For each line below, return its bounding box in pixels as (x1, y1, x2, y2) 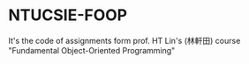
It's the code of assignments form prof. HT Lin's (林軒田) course (8, 35, 241, 46)
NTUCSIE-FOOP (8, 5, 128, 25)
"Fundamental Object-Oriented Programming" (8, 45, 176, 55)
